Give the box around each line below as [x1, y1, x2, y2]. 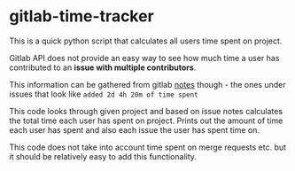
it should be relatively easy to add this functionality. [9, 151, 198, 161]
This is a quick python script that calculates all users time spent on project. [9, 35, 283, 46]
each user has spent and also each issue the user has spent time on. [9, 124, 260, 135]
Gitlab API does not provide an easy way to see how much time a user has [9, 52, 280, 63]
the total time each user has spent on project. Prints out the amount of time [9, 115, 283, 126]
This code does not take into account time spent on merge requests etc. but [9, 142, 286, 152]
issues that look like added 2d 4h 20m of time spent [9, 89, 198, 99]
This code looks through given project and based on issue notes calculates [9, 105, 283, 116]
